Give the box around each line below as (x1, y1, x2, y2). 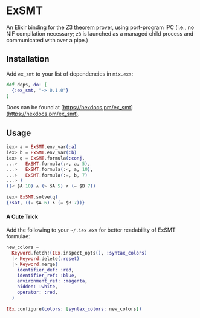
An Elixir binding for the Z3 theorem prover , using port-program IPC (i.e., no (6, 24, 195, 31)
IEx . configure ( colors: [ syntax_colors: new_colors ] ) (6, 306, 142, 312)
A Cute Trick (6, 213, 38, 220)
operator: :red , (17, 290, 59, 296)
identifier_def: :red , (17, 267, 74, 273)
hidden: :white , (17, 284, 59, 290)
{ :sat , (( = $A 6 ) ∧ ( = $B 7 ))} (6, 200, 85, 206)
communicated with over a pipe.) (6, 36, 89, 44)
